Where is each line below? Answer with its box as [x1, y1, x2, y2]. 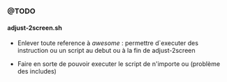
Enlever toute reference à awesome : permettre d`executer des [17, 39, 199, 47]
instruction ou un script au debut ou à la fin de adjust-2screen [17, 47, 196, 55]
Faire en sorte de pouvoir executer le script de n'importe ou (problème [17, 60, 221, 68]
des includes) [17, 67, 57, 76]
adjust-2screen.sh [7, 24, 63, 32]
